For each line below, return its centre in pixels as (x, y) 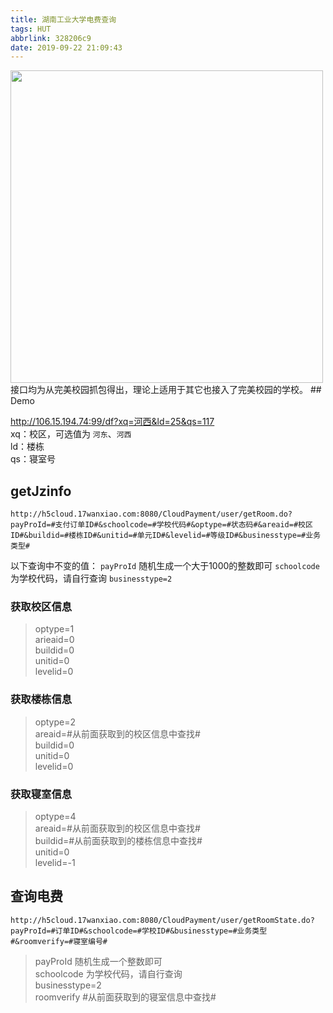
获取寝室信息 (41, 794)
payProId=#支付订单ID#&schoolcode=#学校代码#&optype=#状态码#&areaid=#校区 (161, 525)
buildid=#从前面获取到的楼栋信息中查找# (118, 840)
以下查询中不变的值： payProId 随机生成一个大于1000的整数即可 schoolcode (165, 566)
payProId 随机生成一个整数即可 (98, 961)
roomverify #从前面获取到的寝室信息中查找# (125, 997)
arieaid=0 (54, 640)
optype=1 (54, 629)
